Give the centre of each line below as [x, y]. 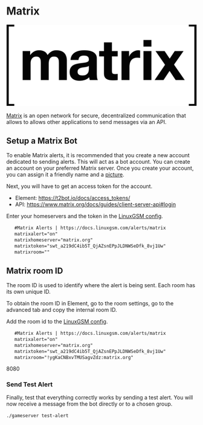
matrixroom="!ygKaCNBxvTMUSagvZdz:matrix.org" [74, 358]
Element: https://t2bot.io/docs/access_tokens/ [72, 198]
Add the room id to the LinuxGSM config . [57, 322]
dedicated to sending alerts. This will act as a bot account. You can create [98, 162]
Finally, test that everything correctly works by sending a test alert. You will [100, 398]
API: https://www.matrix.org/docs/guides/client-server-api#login [95, 204]
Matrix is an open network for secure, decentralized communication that [96, 115]
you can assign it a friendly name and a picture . [66, 175]
